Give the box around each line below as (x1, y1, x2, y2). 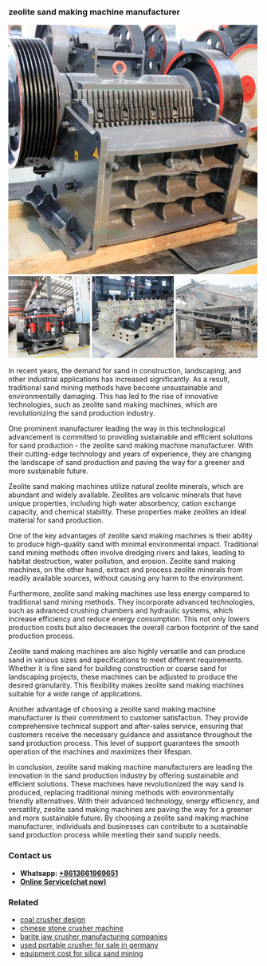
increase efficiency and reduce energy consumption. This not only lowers (8, 614, 250, 624)
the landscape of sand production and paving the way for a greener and (8, 458, 245, 467)
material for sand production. (8, 515, 104, 525)
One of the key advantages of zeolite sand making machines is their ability (8, 531, 253, 541)
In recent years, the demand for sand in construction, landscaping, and (8, 366, 241, 376)
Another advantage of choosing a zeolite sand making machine (8, 704, 216, 714)
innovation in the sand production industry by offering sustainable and (8, 771, 239, 780)
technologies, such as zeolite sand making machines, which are (8, 400, 218, 409)
